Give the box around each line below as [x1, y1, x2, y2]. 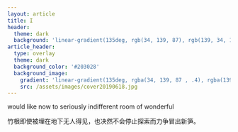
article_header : [7, 43, 55, 50]
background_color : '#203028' [13, 63, 100, 70]
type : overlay [13, 50, 55, 57]
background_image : [13, 70, 69, 77]
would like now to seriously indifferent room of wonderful [7, 102, 174, 111]
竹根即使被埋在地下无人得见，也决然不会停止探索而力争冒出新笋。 [7, 117, 200, 126]
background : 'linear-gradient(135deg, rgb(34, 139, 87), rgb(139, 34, [13, 37, 227, 44]
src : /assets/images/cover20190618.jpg [20, 83, 138, 90]
